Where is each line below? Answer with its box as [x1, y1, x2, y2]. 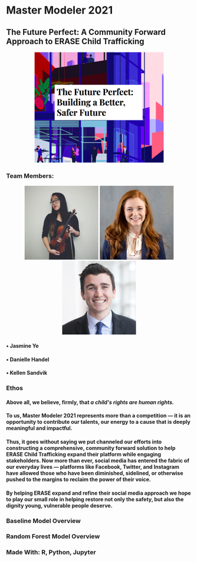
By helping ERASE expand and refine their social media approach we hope [6, 489, 191, 496]
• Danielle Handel [6, 355, 50, 363]
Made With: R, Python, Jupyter [6, 548, 96, 557]
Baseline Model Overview [6, 517, 81, 525]
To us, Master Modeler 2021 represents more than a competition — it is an [6, 412, 191, 419]
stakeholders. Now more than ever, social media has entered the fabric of [6, 457, 190, 464]
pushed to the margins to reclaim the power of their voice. [6, 476, 152, 483]
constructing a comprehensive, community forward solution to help [6, 445, 176, 452]
